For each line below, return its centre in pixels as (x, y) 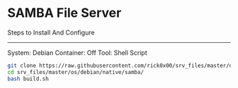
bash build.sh (28, 79)
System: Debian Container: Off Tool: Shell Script (77, 52)
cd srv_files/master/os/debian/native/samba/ (75, 72)
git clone (22, 65)
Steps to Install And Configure (51, 32)
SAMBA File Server (64, 13)
